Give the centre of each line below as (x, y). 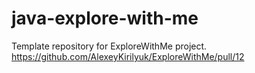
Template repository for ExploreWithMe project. (109, 46)
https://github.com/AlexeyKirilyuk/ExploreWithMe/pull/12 (128, 56)
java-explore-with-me (105, 18)
